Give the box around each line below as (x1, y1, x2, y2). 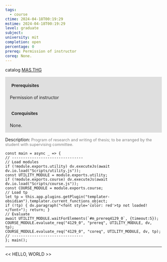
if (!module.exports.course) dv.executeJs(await (5, 177, 108, 182)
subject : (5, 30, 23, 35)
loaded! (132, 203, 148, 208)
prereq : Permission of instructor (5, 49, 77, 54)
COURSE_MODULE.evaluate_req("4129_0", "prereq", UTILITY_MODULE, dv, (5, 220, 153, 226)
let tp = (5, 195, 23, 199)
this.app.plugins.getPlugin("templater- (25, 195, 110, 199)
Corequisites (11, 111, 38, 117)
